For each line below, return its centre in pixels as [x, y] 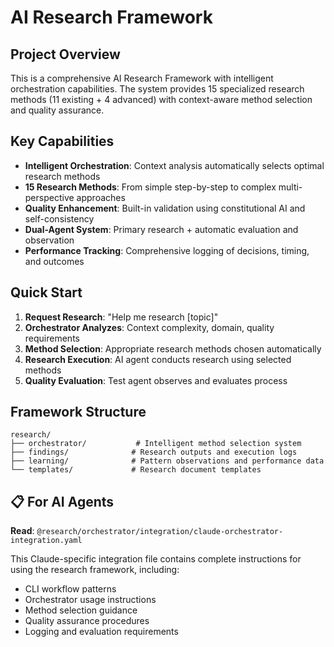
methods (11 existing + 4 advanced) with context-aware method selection [161, 99]
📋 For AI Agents [62, 501]
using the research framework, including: [95, 570]
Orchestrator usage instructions [90, 600]
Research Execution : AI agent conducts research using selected [158, 359]
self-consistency [59, 218]
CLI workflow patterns [70, 589]
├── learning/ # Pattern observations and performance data [167, 461]
